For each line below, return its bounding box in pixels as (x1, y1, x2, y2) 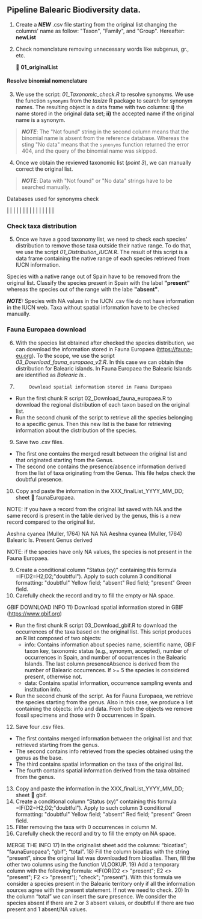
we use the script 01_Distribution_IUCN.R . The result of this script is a (15, 249, 188, 256)
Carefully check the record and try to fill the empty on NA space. (15, 830, 176, 837)
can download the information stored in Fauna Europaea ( (15, 345, 159, 352)
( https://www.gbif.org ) (7, 609, 63, 617)
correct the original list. (15, 165, 73, 173)
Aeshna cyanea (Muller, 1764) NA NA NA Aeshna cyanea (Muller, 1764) (7, 530, 183, 537)
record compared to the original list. (7, 518, 96, 526)
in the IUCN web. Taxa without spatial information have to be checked (7, 304, 180, 311)
